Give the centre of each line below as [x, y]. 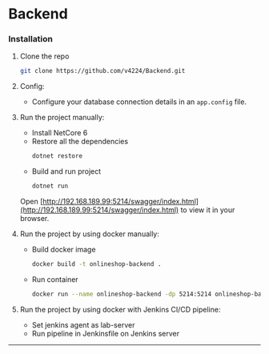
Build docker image [64, 250]
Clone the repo [44, 56]
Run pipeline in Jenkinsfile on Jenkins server [106, 333]
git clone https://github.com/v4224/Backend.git [102, 71]
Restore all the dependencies [80, 142]
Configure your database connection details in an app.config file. [139, 102]
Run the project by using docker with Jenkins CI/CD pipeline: [120, 309]
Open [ [31, 202]
